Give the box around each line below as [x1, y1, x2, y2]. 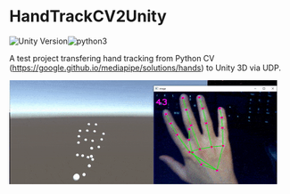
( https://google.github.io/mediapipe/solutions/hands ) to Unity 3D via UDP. [9, 62, 281, 73]
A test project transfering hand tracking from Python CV [9, 53, 215, 63]
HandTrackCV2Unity [9, 6, 167, 27]
